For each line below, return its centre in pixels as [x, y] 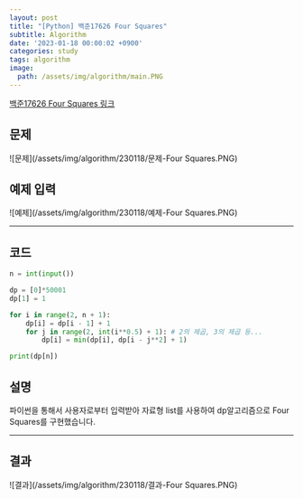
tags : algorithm [40, 60]
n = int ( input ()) [42, 274]
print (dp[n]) [34, 357]
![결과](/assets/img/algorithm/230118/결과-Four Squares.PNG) [124, 485]
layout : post [34, 18]
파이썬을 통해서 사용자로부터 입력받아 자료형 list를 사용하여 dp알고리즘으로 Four [150, 410]
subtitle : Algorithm [48, 34]
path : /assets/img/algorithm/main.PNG [91, 77]
